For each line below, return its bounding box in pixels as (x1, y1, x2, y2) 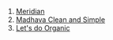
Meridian (15, 7, 45, 16)
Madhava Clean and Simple (15, 15, 105, 24)
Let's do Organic (15, 24, 70, 32)
